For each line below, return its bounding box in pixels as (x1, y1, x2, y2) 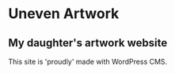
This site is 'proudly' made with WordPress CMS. (8, 57, 168, 66)
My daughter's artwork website (8, 36, 168, 50)
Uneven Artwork (8, 5, 120, 23)
